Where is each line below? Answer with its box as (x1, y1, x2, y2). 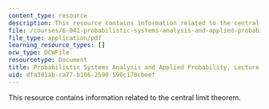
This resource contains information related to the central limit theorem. (8, 92, 242, 102)
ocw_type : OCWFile (8, 49, 70, 56)
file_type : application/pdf (8, 33, 102, 42)
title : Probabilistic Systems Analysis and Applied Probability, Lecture (8, 64, 260, 72)
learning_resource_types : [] (8, 41, 106, 49)
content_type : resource (8, 11, 88, 20)
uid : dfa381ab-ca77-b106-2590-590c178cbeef (8, 71, 156, 79)
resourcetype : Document (8, 56, 88, 64)
